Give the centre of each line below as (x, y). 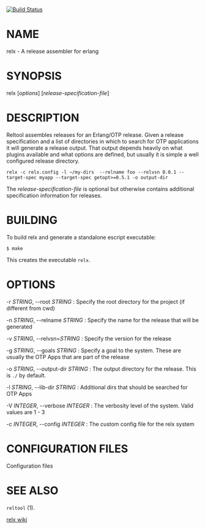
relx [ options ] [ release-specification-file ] (58, 93)
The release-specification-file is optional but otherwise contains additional (100, 189)
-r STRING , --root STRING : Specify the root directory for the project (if (95, 301)
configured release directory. (43, 161)
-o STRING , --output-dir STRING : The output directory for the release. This (102, 369)
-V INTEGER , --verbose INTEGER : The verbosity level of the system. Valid (100, 406)
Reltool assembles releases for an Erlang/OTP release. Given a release (95, 134)
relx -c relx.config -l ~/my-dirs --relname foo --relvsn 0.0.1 (91, 172)
